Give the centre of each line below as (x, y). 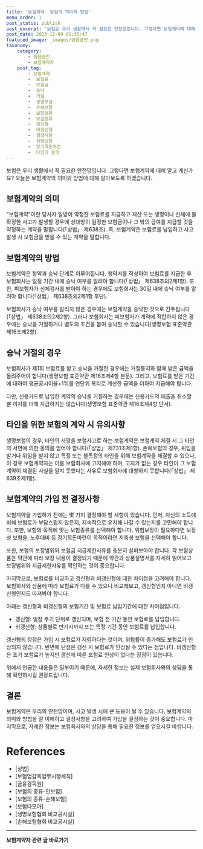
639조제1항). (21, 478)
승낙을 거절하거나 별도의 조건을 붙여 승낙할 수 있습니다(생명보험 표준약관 (107, 324)
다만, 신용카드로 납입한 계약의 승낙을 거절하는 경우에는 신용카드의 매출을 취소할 (99, 396)
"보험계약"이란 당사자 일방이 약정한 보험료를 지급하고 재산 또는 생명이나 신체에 (98, 215)
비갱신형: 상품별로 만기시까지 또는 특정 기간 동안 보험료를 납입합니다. (95, 627)
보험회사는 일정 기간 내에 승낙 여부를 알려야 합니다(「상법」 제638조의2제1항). (97, 281)
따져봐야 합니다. (51, 593)
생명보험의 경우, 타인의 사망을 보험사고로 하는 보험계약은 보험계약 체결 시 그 (95, 440)
